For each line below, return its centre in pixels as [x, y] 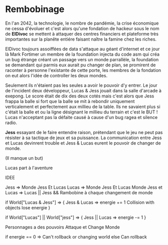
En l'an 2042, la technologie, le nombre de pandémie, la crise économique [82, 23]
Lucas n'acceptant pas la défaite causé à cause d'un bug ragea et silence [81, 117]
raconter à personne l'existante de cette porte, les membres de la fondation [83, 70]
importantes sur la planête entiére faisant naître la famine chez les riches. [81, 39]
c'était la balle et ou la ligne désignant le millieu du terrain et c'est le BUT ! [81, 112]
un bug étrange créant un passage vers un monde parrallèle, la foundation [82, 59]
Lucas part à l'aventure [29, 168]
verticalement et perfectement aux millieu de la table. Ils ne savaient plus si [83, 106]
